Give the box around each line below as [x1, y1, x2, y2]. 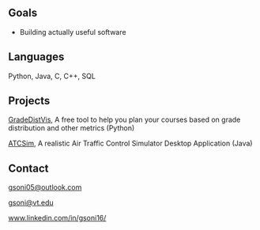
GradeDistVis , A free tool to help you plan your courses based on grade [8, 115, 241, 125]
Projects [8, 94, 51, 107]
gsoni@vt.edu [8, 198, 54, 208]
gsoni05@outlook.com [8, 183, 82, 192]
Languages [8, 51, 65, 64]
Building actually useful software [19, 27, 126, 36]
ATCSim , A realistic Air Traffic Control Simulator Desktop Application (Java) [8, 138, 253, 149]
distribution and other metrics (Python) [8, 123, 135, 133]
